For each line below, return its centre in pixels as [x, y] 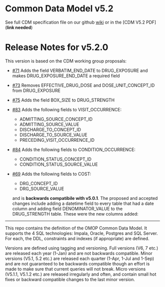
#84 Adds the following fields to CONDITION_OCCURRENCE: [74, 149]
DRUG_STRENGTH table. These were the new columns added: [75, 214]
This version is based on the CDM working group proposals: [66, 61]
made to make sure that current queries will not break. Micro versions [75, 269]
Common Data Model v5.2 [59, 9]
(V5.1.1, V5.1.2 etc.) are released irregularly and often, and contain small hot [81, 274]
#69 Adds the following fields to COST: [52, 174]
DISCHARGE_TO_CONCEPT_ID [50, 129]
